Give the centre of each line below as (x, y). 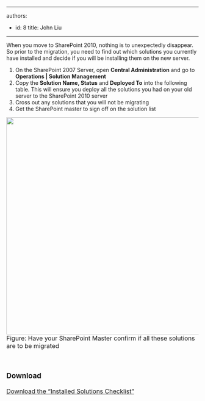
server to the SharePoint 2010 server (61, 96)
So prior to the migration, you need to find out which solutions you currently (102, 52)
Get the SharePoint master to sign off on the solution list (85, 109)
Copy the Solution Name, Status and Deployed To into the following (101, 83)
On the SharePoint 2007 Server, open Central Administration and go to (105, 70)
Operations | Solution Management (61, 76)
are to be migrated (33, 346)
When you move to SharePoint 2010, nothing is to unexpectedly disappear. (100, 45)
